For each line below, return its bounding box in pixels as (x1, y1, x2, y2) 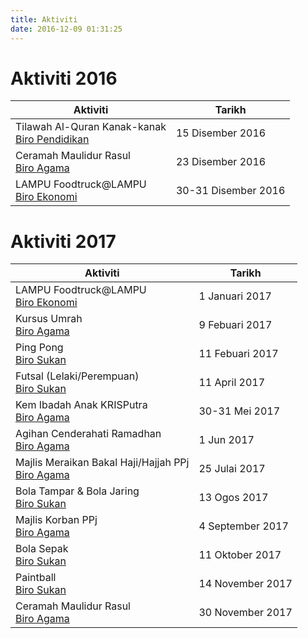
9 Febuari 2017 (198, 318, 273, 332)
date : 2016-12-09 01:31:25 (10, 24, 123, 34)
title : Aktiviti (10, 14, 78, 25)
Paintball (15, 571, 57, 585)
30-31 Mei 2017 (198, 404, 281, 418)
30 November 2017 (198, 606, 293, 620)
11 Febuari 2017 (198, 347, 279, 361)
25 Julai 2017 (198, 462, 266, 476)
